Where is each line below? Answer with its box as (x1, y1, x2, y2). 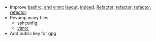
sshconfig (17, 20, 38, 26)
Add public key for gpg (9, 31, 57, 36)
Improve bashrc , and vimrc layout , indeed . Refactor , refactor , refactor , (9, 4, 152, 10)
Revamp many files (9, 15, 49, 20)
